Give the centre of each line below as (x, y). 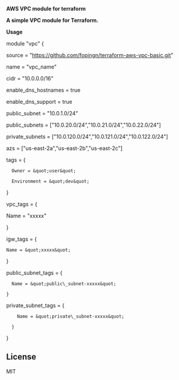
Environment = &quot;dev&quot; (51, 181)
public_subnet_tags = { (34, 273)
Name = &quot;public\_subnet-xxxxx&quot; (64, 284)
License (21, 357)
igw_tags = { (22, 239)
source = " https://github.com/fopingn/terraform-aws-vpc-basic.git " (90, 55)
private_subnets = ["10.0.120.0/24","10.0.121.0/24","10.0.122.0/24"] (87, 137)
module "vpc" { (25, 44)
